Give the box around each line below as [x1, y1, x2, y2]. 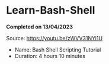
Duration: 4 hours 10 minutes [14, 52, 86, 59]
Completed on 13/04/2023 [6, 23, 73, 30]
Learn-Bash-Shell [6, 4, 95, 17]
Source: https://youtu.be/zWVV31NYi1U [6, 34, 102, 41]
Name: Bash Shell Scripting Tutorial [14, 46, 101, 53]
